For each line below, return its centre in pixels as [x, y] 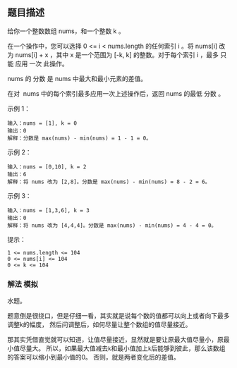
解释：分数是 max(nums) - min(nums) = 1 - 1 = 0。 [79, 138]
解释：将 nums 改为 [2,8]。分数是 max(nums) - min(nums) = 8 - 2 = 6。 [109, 182]
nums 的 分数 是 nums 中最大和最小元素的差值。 [77, 78]
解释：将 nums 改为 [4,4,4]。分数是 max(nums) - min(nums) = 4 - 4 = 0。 [112, 225]
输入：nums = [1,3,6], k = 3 [49, 210]
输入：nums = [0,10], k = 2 [47, 167]
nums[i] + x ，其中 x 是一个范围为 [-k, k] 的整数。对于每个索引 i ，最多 [117, 54]
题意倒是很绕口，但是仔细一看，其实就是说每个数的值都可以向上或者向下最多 [119, 316]
